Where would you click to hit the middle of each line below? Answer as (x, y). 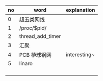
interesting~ (81, 54)
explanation (81, 10)
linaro (26, 64)
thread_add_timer (40, 36)
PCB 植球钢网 (35, 55)
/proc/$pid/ (33, 28)
